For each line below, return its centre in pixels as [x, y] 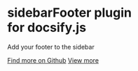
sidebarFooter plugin [69, 13]
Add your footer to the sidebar [51, 47]
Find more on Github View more [53, 60]
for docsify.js [47, 27]
